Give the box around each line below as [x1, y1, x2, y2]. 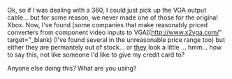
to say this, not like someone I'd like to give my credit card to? [7, 50, 185, 59]
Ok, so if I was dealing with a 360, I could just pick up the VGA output [7, 6, 207, 14]
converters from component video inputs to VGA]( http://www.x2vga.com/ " [7, 28, 222, 36]
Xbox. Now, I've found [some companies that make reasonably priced [7, 21, 208, 29]
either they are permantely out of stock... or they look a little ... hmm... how [7, 43, 222, 51]
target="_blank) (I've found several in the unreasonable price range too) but [7, 36, 226, 44]
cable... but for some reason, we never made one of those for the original [7, 13, 218, 22]
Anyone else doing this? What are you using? [7, 64, 137, 72]
